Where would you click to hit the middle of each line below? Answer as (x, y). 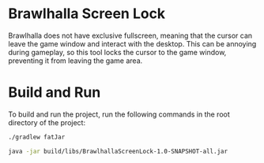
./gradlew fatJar (37, 137)
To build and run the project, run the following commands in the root (119, 114)
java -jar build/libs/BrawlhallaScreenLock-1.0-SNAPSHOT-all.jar (118, 151)
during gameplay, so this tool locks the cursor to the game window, (117, 52)
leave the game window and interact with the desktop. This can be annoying (132, 43)
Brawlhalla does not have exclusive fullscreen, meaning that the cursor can (130, 35)
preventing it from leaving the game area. (75, 61)
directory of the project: (47, 122)
